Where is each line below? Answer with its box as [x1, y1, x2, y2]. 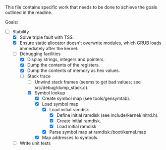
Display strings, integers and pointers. [27, 57, 105, 63]
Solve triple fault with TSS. [19, 34, 74, 40]
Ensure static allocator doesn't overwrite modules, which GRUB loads [19, 40, 162, 46]
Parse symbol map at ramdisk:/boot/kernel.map [49, 129, 147, 135]
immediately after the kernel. [19, 46, 78, 52]
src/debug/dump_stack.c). [34, 84, 89, 90]
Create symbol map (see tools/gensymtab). [42, 95, 130, 101]
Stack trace [27, 73, 51, 79]
